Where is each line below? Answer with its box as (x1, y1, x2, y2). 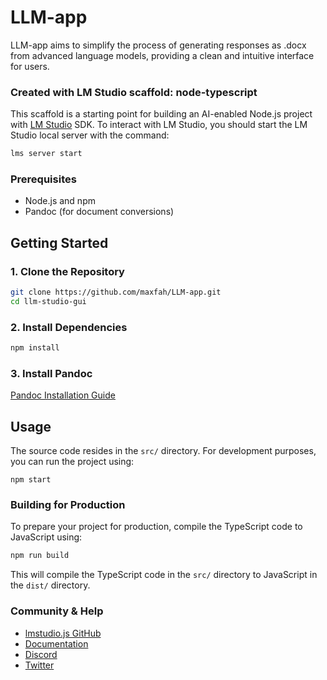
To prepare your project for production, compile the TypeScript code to (10, 521, 303, 533)
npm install (10, 343, 60, 353)
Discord (24, 648, 58, 660)
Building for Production (10, 498, 126, 512)
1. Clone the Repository (10, 264, 125, 278)
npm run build (10, 551, 70, 561)
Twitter (24, 659, 55, 671)
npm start (10, 475, 52, 485)
